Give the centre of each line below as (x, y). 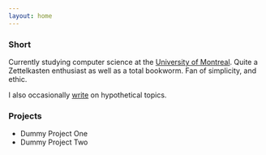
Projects (25, 116)
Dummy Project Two (54, 142)
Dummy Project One (54, 134)
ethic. (18, 79)
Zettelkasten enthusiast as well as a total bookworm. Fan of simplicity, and (133, 71)
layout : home (30, 16)
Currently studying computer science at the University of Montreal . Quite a (133, 62)
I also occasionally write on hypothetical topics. (88, 95)
